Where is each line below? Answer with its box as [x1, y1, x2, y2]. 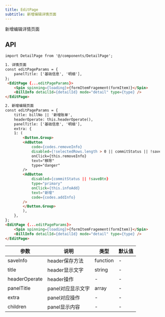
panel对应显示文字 [47, 285, 90, 292]
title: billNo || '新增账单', [14, 112, 73, 117]
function [94, 257, 114, 264]
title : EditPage [5, 7, 38, 12]
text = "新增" [31, 190, 55, 195]
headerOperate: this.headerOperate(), [14, 117, 93, 122]
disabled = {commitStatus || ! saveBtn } [31, 177, 109, 182]
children [7, 303, 27, 310]
